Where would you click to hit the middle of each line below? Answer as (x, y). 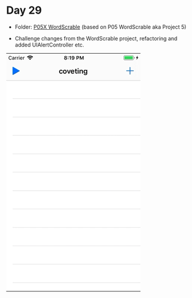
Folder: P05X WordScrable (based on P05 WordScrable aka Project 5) (100, 27)
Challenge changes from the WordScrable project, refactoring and (96, 38)
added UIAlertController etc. (49, 45)
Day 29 (24, 10)
